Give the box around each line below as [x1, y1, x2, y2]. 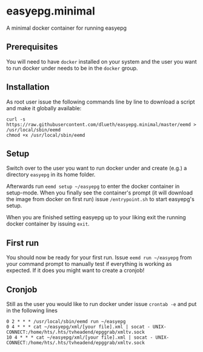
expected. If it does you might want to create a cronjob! [6, 267, 145, 274]
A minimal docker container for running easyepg [6, 24, 127, 32]
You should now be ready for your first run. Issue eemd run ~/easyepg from [6, 254, 192, 261]
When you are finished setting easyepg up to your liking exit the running [6, 214, 186, 221]
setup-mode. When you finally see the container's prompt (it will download [6, 189, 193, 196]
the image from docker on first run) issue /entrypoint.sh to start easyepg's [6, 196, 195, 203]
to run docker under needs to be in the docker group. [6, 64, 138, 71]
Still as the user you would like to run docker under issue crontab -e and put [6, 301, 197, 307]
